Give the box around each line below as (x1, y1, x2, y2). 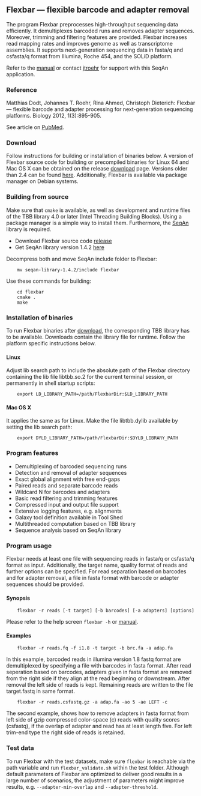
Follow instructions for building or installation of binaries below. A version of (6, 152, 194, 160)
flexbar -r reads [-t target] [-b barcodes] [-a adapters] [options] (17, 608, 195, 614)
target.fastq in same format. (6, 687, 75, 695)
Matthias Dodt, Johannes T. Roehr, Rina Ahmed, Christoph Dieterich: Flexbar (6, 99, 196, 107)
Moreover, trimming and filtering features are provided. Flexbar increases (6, 33, 187, 41)
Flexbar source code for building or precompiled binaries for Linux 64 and (6, 158, 189, 166)
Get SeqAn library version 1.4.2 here (14, 243, 105, 251)
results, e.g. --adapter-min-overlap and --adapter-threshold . (6, 783, 158, 790)
